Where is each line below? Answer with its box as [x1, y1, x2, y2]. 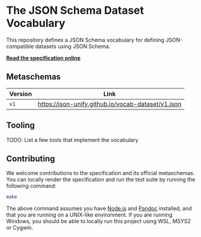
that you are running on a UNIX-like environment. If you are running [6, 211, 173, 218]
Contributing [6, 153, 55, 164]
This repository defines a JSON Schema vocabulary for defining [6, 36, 165, 43]
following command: [6, 182, 57, 189]
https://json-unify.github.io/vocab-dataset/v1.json [38, 100, 182, 108]
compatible [6, 43, 34, 50]
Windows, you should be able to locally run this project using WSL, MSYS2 [6, 218, 191, 225]
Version [9, 90, 32, 98]
